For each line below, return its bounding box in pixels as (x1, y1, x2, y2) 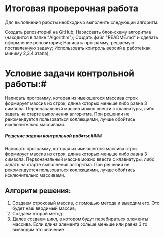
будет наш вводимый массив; (12, 205, 76, 211)
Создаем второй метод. (12, 210, 64, 216)
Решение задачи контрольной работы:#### (5, 133, 102, 139)
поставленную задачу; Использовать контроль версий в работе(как (5, 45, 151, 51)
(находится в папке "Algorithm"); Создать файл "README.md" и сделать (5, 34, 158, 40)
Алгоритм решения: (5, 187, 71, 195)
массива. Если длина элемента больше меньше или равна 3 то (12, 221, 148, 227)
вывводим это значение (12, 226, 64, 232)
